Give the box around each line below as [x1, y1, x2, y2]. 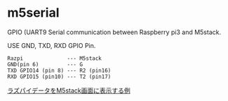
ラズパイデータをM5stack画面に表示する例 [7, 86, 131, 95]
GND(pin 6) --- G [7, 61, 83, 68]
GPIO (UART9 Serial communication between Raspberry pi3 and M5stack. [7, 28, 222, 36]
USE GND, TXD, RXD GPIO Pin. [7, 41, 96, 49]
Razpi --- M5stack [7, 54, 102, 62]
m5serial [7, 5, 60, 21]
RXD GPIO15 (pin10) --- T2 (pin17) [7, 73, 112, 80]
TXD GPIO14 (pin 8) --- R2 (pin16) [7, 67, 112, 74]
